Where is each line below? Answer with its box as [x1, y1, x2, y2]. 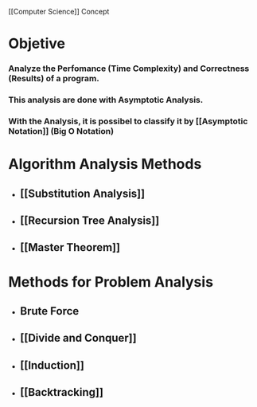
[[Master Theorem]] [19, 241, 121, 254]
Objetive [8, 35, 66, 53]
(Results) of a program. [8, 73, 99, 84]
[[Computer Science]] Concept [8, 7, 110, 16]
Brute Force [19, 304, 80, 318]
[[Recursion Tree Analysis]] [19, 213, 160, 227]
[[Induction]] [19, 358, 85, 372]
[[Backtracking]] [19, 385, 103, 399]
